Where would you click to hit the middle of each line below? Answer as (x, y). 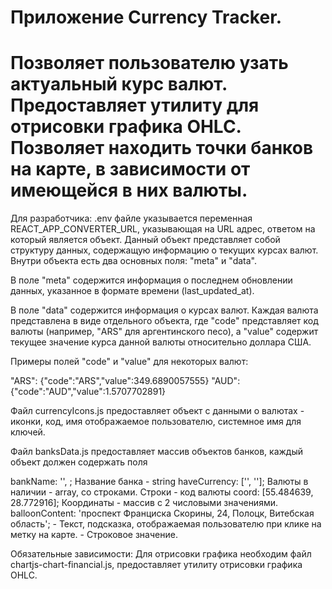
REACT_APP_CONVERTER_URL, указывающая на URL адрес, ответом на (163, 229)
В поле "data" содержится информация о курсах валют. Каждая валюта (164, 310)
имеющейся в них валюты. (129, 190)
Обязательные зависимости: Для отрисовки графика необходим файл (161, 554)
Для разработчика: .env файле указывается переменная (131, 218)
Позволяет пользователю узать (149, 63)
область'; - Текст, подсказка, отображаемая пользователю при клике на (166, 524)
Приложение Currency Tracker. (146, 17)
